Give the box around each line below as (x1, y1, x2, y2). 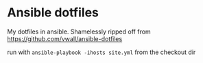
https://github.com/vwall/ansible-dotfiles (7, 34, 123, 42)
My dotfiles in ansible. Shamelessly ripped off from (7, 27, 151, 36)
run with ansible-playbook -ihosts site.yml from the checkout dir (7, 48, 196, 56)
